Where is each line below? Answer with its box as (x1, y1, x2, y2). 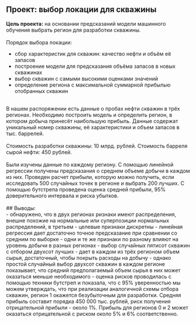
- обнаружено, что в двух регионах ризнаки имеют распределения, (6, 211, 177, 218)
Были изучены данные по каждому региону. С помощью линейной (6, 161, 174, 168)
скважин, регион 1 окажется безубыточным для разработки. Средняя (6, 291, 181, 298)
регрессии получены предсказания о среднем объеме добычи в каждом (6, 167, 190, 174)
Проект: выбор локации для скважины (6, 5, 157, 15)
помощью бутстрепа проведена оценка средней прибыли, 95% (6, 185, 166, 193)
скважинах (14, 68, 43, 75)
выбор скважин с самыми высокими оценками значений (14, 75, 159, 82)
